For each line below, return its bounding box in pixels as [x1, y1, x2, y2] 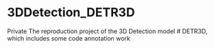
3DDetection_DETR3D [7, 5, 135, 20]
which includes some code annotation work [7, 34, 130, 42]
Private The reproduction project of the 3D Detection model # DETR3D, [7, 27, 208, 35]
